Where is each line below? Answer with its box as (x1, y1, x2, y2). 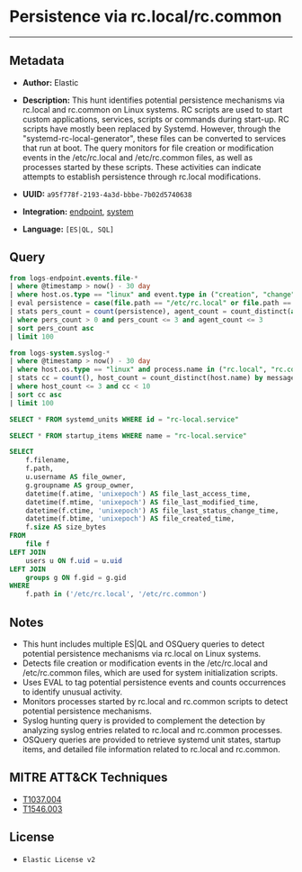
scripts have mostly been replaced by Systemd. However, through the (22, 123, 281, 134)
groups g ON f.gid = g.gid (25, 573, 127, 582)
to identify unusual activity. (22, 686, 123, 697)
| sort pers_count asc (9, 323, 94, 332)
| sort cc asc (9, 390, 63, 399)
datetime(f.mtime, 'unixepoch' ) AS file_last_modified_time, (25, 497, 259, 506)
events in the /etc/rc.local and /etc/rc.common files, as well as (22, 151, 253, 163)
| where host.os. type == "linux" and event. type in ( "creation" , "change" (9, 290, 296, 299)
